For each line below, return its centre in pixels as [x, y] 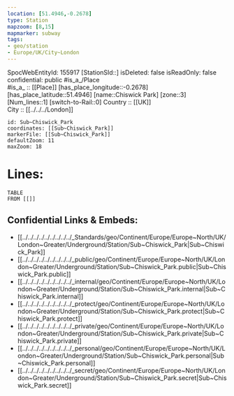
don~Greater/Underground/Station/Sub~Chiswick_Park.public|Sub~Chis [122, 266]
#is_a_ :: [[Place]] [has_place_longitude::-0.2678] [78, 87]
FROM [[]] [22, 199]
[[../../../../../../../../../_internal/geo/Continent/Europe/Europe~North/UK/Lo [121, 281]
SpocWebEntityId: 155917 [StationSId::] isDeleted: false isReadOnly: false [112, 72]
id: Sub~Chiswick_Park [40, 122]
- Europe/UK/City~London [43, 53]
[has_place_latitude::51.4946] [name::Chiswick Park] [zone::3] [97, 94]
